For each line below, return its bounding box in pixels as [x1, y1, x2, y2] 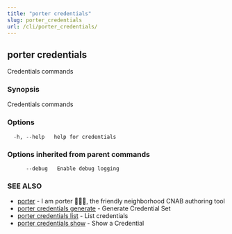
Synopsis [7, 85, 40, 94]
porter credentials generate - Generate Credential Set [17, 204, 172, 212]
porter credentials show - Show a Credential [17, 219, 144, 228]
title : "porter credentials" [7, 10, 92, 17]
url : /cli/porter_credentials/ [7, 23, 98, 30]
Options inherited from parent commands [7, 149, 151, 159]
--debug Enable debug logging [25, 165, 119, 172]
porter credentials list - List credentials [17, 212, 129, 220]
